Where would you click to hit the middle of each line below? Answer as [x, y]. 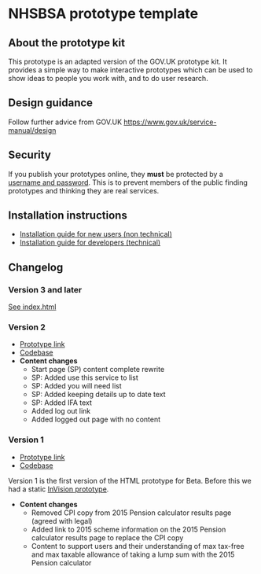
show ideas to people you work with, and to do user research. [108, 78]
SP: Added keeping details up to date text [99, 395]
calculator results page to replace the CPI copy [107, 537]
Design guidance [50, 103]
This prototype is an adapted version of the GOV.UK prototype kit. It [118, 61]
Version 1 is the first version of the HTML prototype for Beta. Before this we [130, 480]
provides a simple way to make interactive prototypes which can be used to [130, 70]
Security [29, 155]
